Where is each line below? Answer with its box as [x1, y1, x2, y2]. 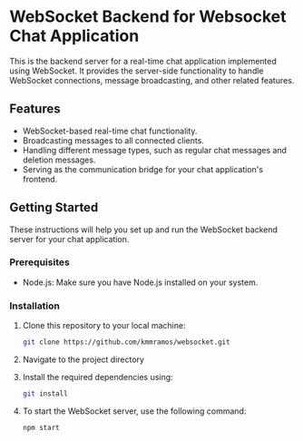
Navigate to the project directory [22, 354, 145, 365]
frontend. [22, 173, 58, 184]
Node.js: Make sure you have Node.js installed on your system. [22, 277, 259, 288]
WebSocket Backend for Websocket [9, 6, 288, 27]
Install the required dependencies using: [22, 372, 174, 383]
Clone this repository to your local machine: [22, 320, 186, 331]
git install [22, 389, 68, 398]
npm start [22, 423, 61, 432]
